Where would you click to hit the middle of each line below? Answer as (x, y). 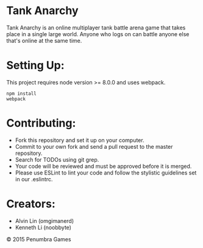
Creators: (31, 204)
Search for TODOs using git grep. (57, 159)
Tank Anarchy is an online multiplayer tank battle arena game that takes (96, 28)
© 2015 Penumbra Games (39, 239)
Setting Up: (36, 66)
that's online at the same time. (44, 40)
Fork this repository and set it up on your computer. (80, 140)
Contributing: (41, 123)
